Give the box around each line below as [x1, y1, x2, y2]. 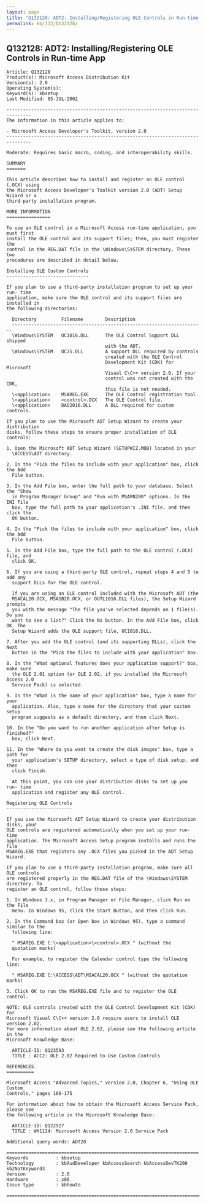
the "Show [6, 488, 32, 495]
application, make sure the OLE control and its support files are [6, 295, 183, 301]
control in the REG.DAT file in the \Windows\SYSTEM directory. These [6, 246, 191, 253]
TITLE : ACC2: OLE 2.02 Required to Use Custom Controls [12, 1053, 161, 1059]
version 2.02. [6, 1021, 43, 1027]
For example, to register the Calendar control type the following [12, 956, 188, 962]
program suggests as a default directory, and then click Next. [12, 714, 180, 721]
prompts [6, 601, 26, 608]
